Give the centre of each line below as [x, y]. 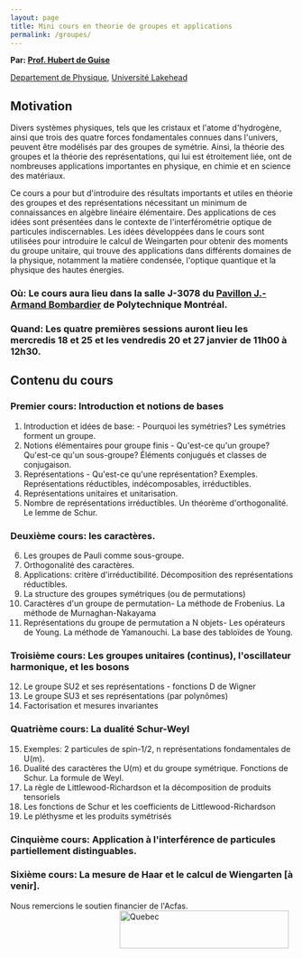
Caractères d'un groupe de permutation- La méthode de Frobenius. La [154, 604]
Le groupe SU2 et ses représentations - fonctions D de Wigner [139, 686]
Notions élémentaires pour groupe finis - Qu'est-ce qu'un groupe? [146, 445]
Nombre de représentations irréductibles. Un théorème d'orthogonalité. [156, 503]
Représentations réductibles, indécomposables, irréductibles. [137, 483]
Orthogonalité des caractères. [79, 565]
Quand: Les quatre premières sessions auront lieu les [129, 329]
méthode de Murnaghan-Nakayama [90, 613]
